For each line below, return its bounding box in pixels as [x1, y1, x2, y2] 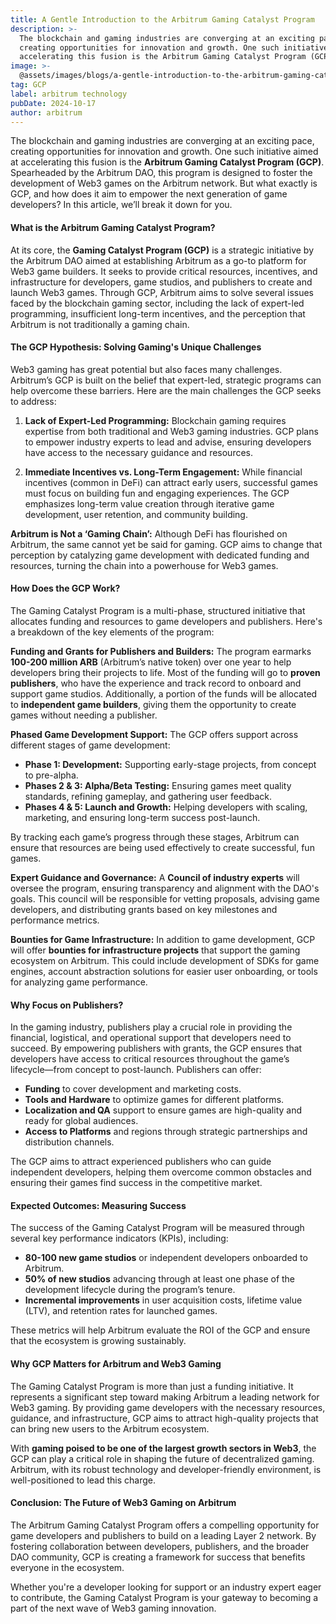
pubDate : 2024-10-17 [10, 98, 97, 108]
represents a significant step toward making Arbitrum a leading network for [10, 1391, 320, 1403]
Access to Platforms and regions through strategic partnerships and [24, 1126, 308, 1138]
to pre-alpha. [24, 769, 79, 781]
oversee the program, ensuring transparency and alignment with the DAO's [10, 882, 320, 894]
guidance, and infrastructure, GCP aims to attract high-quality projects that [10, 1412, 319, 1424]
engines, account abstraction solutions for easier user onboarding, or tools [10, 965, 318, 977]
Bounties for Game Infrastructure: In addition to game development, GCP [10, 933, 316, 945]
